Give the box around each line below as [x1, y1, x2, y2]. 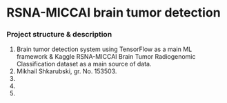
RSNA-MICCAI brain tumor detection [6, 5, 221, 21]
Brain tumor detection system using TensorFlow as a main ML [16, 45, 193, 53]
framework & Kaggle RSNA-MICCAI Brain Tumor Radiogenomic [16, 53, 196, 61]
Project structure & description [6, 30, 112, 39]
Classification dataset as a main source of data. [16, 60, 152, 68]
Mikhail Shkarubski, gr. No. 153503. [16, 67, 117, 75]
